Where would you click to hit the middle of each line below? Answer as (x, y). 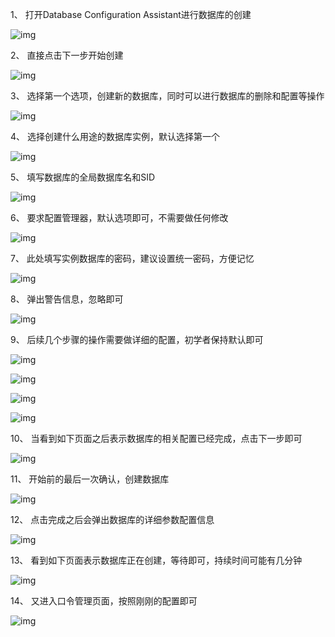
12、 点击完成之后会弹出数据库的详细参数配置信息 (112, 519)
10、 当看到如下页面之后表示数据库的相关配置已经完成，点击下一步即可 (156, 438)
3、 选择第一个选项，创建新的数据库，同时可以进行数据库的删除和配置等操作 (167, 96)
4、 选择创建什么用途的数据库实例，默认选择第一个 (115, 136)
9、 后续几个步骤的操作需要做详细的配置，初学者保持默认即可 (137, 339)
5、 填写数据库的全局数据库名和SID (83, 177)
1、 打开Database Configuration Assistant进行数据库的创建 (131, 14)
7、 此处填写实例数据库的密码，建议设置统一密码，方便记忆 (132, 258)
